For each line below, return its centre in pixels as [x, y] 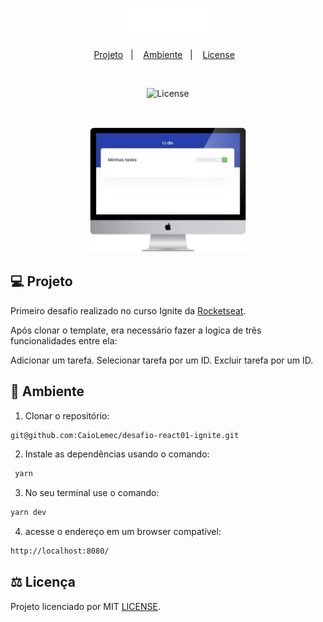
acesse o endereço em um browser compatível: [123, 532]
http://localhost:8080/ [60, 551]
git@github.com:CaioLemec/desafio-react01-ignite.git [125, 435]
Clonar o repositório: [67, 415]
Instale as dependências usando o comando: [117, 454]
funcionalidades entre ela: [64, 340]
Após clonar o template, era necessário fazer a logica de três [136, 330]
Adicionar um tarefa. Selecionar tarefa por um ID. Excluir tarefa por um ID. [162, 360]
